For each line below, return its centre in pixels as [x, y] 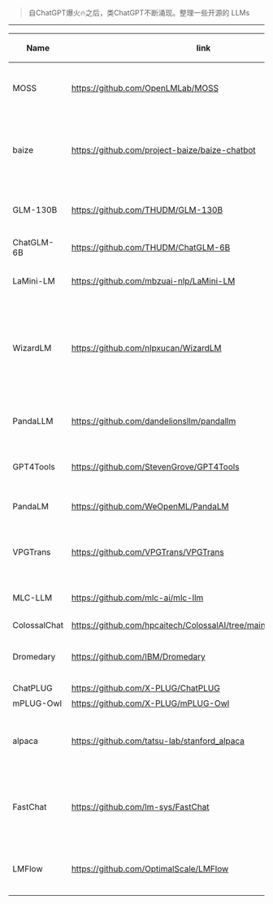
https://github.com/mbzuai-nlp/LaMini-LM [153, 281]
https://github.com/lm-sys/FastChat [140, 807]
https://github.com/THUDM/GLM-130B [147, 210]
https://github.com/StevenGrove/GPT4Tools [155, 467]
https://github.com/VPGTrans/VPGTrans [148, 552]
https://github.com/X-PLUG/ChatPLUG [146, 688]
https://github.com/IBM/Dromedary [138, 657]
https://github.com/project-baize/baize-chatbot [163, 150]
